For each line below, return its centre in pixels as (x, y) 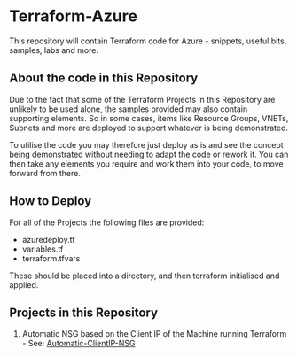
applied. (24, 284)
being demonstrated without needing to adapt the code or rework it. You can (149, 154)
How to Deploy (51, 201)
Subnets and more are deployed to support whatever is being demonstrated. (149, 128)
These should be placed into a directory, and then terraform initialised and (145, 276)
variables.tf (43, 249)
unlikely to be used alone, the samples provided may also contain (129, 109)
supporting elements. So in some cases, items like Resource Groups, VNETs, (149, 118)
